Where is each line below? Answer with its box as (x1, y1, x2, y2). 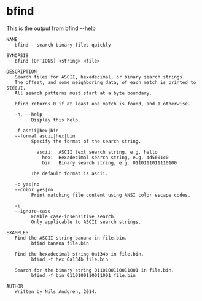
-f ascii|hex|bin (14, 128, 60, 134)
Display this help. (31, 116, 81, 123)
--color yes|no (14, 186, 53, 192)
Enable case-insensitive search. (31, 213, 117, 219)
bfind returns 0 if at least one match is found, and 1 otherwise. (14, 101, 191, 107)
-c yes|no (14, 181, 40, 188)
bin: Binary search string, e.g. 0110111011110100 (42, 159, 177, 166)
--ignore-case (14, 208, 51, 214)
